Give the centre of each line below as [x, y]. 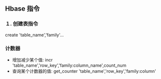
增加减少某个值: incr [32, 59]
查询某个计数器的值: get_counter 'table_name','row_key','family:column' [84, 71]
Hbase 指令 [23, 9]
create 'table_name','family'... [34, 35]
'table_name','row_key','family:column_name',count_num [69, 65]
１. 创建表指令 [22, 24]
